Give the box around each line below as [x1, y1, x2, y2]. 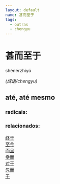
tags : [5, 17, 17, 22]
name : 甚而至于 [5, 12, 35, 17]
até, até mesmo [5, 93, 55, 102]
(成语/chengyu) [5, 78, 38, 85]
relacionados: [5, 122, 40, 130]
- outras [10, 22, 28, 27]
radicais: [5, 109, 28, 116]
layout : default [5, 7, 40, 13]
